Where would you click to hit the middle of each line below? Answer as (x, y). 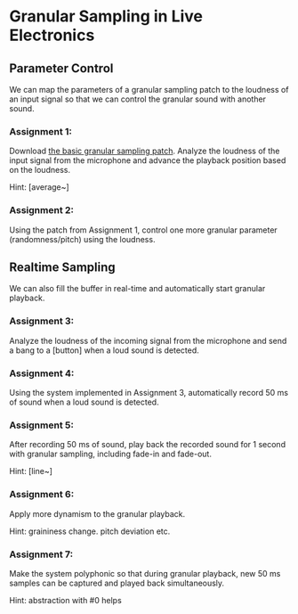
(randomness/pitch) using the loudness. (82, 239)
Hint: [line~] (31, 471)
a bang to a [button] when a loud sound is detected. (105, 350)
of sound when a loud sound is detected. (84, 402)
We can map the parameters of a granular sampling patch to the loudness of (149, 90)
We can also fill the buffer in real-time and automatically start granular (137, 289)
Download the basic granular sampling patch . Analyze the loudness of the (145, 151)
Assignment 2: (41, 210)
